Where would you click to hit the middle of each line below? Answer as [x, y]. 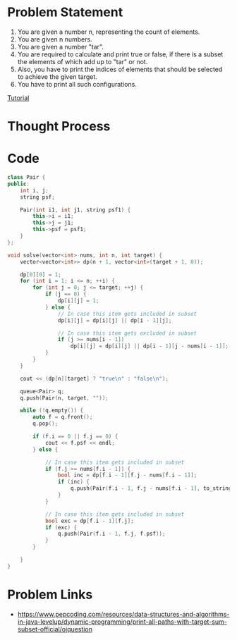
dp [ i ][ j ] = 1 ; [78, 301]
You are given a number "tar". [61, 47]
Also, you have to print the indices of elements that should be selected [120, 69]
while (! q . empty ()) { [51, 411]
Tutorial [18, 98]
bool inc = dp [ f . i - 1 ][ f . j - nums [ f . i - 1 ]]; [127, 475]
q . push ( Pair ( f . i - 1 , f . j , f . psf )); [111, 534]
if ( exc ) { [61, 527]
